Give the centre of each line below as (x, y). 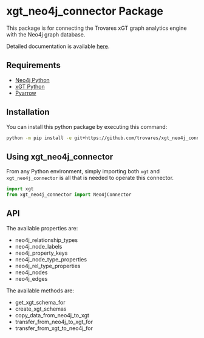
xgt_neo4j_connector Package (85, 11)
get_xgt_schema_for (40, 302)
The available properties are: (42, 228)
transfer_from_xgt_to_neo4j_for (54, 328)
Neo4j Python (32, 80)
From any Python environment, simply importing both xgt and (83, 171)
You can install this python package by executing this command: (87, 126)
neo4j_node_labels (39, 246)
